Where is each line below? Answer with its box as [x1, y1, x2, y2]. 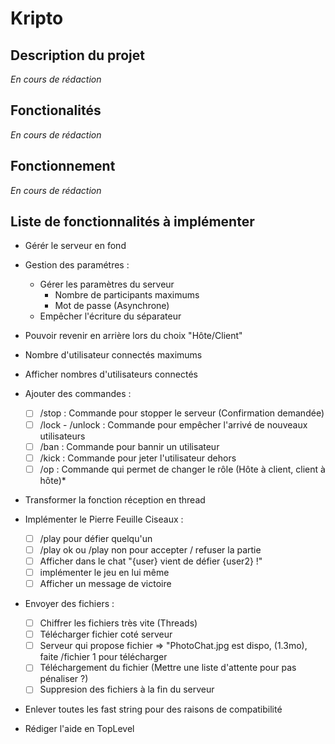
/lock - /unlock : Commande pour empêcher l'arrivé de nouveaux [39, 418, 308, 431]
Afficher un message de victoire [39, 578, 172, 589]
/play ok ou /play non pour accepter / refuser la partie [39, 543, 262, 556]
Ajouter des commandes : [24, 388, 132, 400]
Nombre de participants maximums [54, 289, 200, 301]
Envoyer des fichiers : [24, 598, 115, 610]
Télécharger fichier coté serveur [39, 628, 173, 641]
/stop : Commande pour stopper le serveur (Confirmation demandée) [39, 407, 325, 419]
